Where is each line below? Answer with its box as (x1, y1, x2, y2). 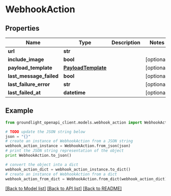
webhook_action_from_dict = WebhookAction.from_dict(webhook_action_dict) (5, 176, 167, 182)
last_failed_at (8, 89, 41, 96)
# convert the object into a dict (5, 162, 79, 167)
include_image (8, 56, 44, 63)
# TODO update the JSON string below (5, 129, 85, 134)
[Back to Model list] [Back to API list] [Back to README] (5, 185, 122, 192)
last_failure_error (8, 81, 50, 88)
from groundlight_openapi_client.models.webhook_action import (5, 120, 142, 125)
